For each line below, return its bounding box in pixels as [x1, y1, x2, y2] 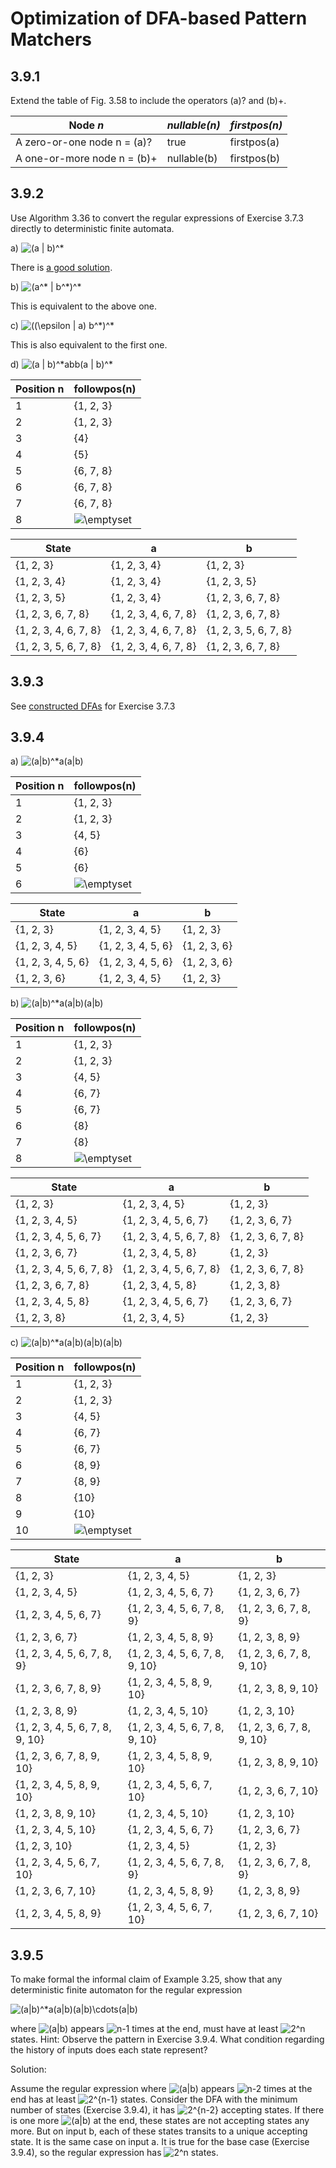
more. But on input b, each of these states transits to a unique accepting [10, 2125, 308, 2137]
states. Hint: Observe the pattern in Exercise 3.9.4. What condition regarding [10, 2033, 325, 2046]
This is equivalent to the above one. [10, 300, 158, 312]
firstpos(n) [229, 118, 283, 132]
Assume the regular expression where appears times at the [10, 2083, 313, 2095]
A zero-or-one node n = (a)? [15, 135, 153, 149]
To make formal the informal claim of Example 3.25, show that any [10, 1973, 283, 1986]
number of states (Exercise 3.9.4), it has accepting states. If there [10, 2104, 325, 2116]
